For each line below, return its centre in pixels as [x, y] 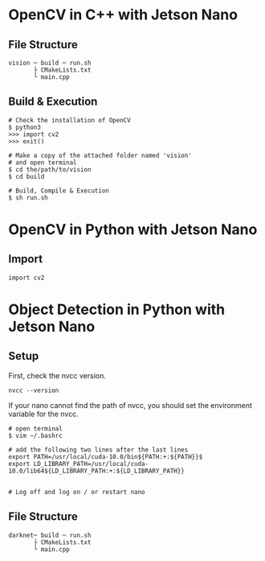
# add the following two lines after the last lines [98, 450]
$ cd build [26, 176]
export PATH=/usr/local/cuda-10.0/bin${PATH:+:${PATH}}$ [106, 456]
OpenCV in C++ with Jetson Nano [123, 15]
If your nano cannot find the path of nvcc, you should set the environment [130, 405]
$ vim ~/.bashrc [35, 435]
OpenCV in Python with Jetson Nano [133, 229]
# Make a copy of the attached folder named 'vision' [100, 155]
